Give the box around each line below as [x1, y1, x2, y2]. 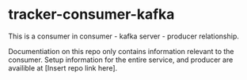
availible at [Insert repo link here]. [8, 63, 118, 72]
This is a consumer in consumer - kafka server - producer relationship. [8, 31, 240, 41]
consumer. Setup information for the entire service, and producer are [8, 55, 234, 64]
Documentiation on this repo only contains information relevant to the [8, 46, 234, 56]
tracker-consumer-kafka [8, 5, 175, 24]
